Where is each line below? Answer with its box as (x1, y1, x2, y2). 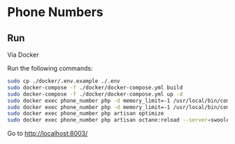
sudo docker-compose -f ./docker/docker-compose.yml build (7, 84, 183, 91)
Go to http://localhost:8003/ (7, 129, 88, 138)
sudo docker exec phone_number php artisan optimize (7, 110, 164, 117)
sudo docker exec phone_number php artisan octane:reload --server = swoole (7, 117, 230, 124)
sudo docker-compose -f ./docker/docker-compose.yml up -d (7, 90, 183, 98)
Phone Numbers (7, 4, 104, 20)
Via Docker (7, 50, 40, 59)
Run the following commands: (7, 64, 93, 72)
